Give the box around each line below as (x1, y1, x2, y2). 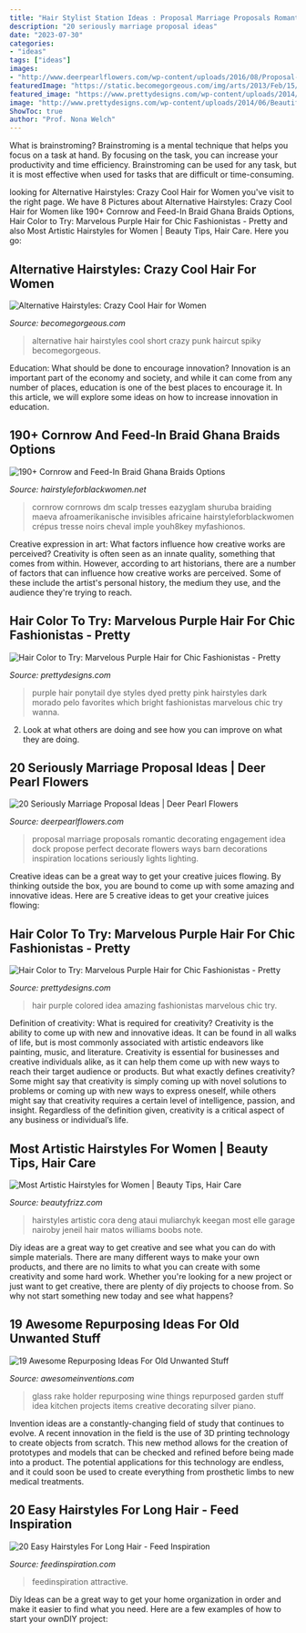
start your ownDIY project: (9, 1613, 108, 1624)
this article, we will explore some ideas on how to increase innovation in (9, 391, 279, 402)
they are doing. (22, 734, 80, 745)
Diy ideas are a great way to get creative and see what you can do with (9, 1242, 276, 1253)
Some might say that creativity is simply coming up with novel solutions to (9, 1076, 287, 1087)
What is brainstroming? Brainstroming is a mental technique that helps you (9, 140, 289, 151)
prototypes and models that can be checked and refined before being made (9, 1446, 294, 1458)
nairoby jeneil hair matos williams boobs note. (31, 1225, 203, 1235)
